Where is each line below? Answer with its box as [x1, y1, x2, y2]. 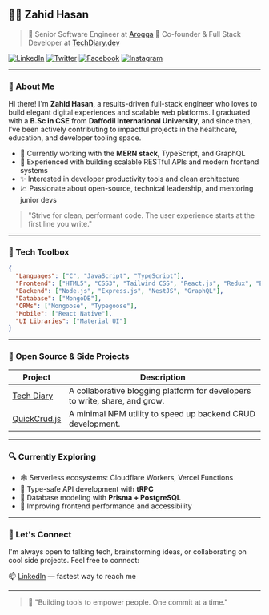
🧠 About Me [8, 81, 55, 92]
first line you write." [27, 219, 93, 229]
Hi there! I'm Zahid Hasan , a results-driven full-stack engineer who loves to [8, 99, 258, 109]
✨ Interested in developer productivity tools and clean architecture [19, 174, 240, 184]
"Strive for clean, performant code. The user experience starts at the [27, 211, 255, 220]
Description [139, 372, 186, 383]
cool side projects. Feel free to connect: [8, 556, 140, 565]
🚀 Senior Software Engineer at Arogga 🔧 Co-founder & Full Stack [27, 29, 242, 38]
